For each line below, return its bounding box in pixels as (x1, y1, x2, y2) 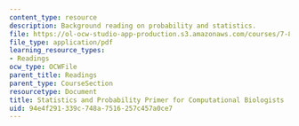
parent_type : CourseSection (9, 79, 114, 88)
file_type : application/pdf (9, 37, 114, 47)
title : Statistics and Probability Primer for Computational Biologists (9, 95, 285, 105)
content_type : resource (9, 12, 98, 22)
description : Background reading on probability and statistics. (9, 21, 256, 30)
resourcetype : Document (9, 87, 98, 96)
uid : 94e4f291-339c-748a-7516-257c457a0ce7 (9, 104, 174, 113)
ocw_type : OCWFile (9, 63, 77, 72)
